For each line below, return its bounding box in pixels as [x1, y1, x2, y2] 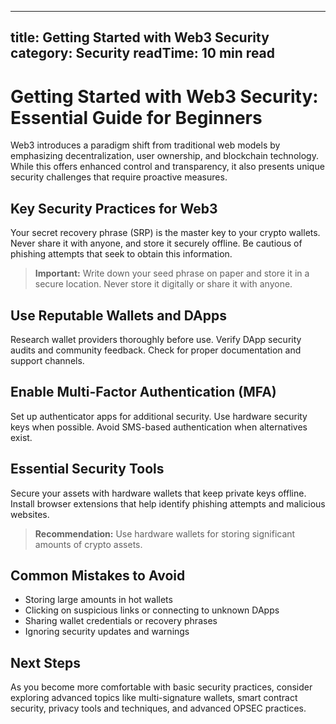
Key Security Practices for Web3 [10, 200, 218, 217]
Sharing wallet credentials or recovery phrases [24, 615, 218, 627]
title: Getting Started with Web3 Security [10, 29, 270, 46]
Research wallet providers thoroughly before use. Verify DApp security [10, 333, 302, 345]
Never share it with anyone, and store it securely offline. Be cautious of [10, 237, 303, 250]
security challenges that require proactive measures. [10, 171, 228, 183]
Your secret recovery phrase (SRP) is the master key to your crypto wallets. [10, 227, 321, 239]
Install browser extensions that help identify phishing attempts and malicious [10, 497, 326, 510]
